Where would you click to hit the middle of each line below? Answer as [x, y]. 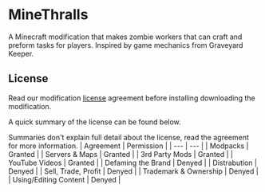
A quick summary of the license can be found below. [95, 122]
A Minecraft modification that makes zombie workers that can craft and [125, 37]
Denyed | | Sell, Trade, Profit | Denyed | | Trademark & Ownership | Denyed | [134, 171]
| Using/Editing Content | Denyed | [65, 179]
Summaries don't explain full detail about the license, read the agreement [129, 137]
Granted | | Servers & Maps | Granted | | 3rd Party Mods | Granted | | [121, 154]
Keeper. [21, 53]
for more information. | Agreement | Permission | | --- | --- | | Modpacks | [129, 146]
